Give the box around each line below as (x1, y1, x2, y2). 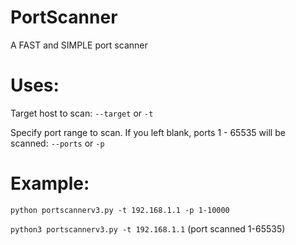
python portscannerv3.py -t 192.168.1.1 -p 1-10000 (10, 205, 230, 215)
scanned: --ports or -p (10, 137, 105, 149)
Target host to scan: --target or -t (10, 107, 154, 119)
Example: (10, 172, 90, 195)
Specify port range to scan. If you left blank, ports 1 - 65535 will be (10, 126, 286, 138)
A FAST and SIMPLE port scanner (10, 39, 148, 51)
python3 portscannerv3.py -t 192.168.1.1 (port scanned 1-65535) (10, 222, 286, 235)
